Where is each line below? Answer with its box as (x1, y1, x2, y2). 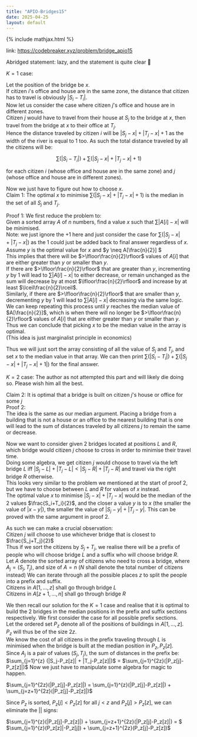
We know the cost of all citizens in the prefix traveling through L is (6, 636, 166, 643)
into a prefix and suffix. (6, 577, 62, 584)
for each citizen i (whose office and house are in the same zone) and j (6, 167, 175, 175)
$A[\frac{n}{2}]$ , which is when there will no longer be (6, 309, 140, 316)
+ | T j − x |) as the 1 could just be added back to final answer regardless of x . (6, 238, 189, 247)
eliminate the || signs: (6, 706, 58, 713)
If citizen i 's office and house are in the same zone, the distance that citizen (6, 88, 189, 95)
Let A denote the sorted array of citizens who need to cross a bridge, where (6, 558, 190, 565)
